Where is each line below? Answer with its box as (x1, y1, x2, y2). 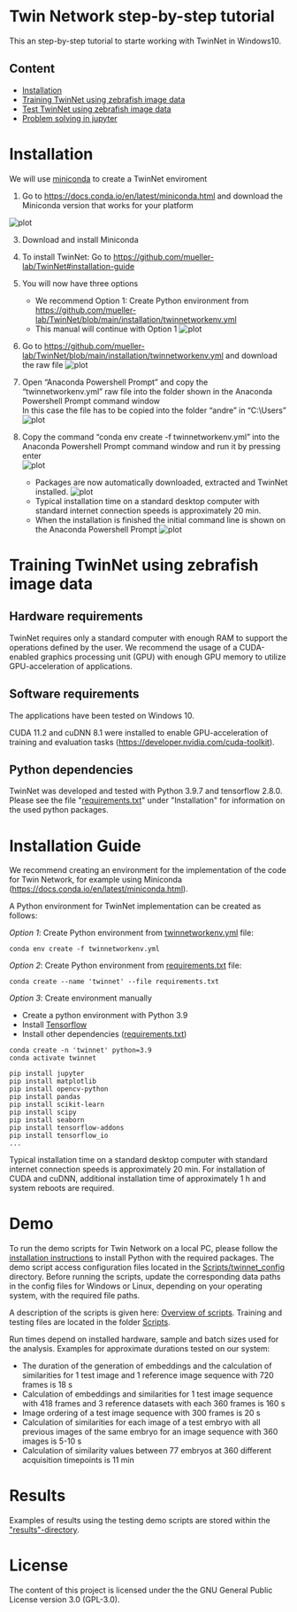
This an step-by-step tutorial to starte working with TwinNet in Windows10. (9, 35, 281, 46)
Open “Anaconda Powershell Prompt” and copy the (21, 377, 209, 387)
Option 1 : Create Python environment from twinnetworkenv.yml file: (9, 928, 254, 938)
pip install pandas (9, 1093, 81, 1102)
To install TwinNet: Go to (21, 251, 112, 262)
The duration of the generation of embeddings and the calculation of (21, 1360, 272, 1371)
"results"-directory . (9, 1524, 80, 1535)
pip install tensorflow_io (9, 1132, 109, 1141)
